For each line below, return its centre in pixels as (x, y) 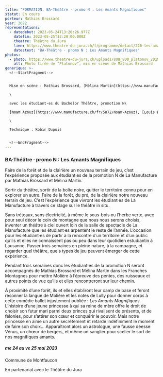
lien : (19, 46)
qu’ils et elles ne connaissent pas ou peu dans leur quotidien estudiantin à (79, 240)
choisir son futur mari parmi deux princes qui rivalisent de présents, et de (78, 311)
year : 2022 (16, 23)
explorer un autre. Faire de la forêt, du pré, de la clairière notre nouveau (76, 195)
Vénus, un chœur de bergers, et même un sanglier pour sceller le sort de (78, 332)
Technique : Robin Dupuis (36, 130)
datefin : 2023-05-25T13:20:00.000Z (50, 37)
